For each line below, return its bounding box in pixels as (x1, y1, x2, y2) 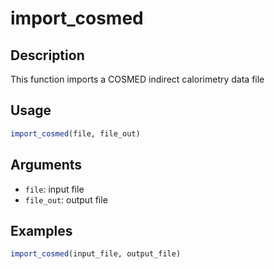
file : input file (24, 183, 85, 195)
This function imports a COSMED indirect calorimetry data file (10, 73, 265, 85)
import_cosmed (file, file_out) (10, 128, 141, 139)
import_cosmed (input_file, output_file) (10, 249, 182, 259)
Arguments (10, 157, 83, 174)
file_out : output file (24, 193, 108, 206)
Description (10, 47, 85, 64)
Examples (10, 222, 73, 239)
